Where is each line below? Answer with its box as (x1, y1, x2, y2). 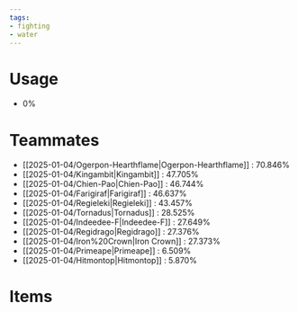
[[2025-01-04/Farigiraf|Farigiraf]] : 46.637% (22, 188, 187, 199)
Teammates (9, 129, 100, 150)
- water (9, 30, 39, 39)
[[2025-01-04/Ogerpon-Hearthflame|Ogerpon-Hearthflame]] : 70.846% (22, 159, 290, 171)
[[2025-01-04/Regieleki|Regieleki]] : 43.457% (22, 198, 194, 209)
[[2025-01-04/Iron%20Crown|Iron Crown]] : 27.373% (22, 236, 221, 247)
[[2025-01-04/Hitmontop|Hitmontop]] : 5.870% (22, 255, 198, 266)
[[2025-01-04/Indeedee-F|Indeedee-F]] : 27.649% (22, 217, 211, 227)
